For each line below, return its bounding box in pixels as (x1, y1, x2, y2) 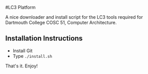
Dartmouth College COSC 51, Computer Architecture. (5, 20, 117, 25)
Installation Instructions (5, 34, 83, 43)
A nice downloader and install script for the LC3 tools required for (5, 14, 143, 20)
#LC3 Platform (5, 5, 36, 10)
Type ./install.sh (12, 53, 53, 59)
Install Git (12, 48, 33, 54)
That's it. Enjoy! (5, 63, 38, 69)
